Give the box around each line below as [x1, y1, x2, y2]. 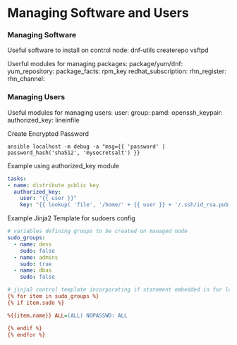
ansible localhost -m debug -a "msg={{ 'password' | [7, 143, 166, 150]
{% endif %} [7, 325, 42, 332]
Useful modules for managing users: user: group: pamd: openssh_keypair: [7, 108, 224, 117]
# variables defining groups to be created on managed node [7, 227, 188, 235]
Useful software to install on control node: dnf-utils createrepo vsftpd [7, 46, 209, 54]
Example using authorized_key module [7, 161, 120, 170]
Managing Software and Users [7, 5, 189, 21]
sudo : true [20, 261, 52, 268]
